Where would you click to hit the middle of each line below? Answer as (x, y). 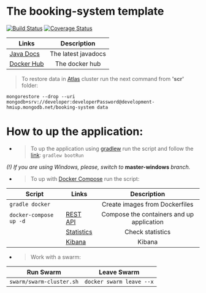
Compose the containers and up (148, 214)
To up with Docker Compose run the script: (85, 178)
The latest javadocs (78, 53)
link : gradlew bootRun (57, 155)
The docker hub (78, 64)
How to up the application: (75, 131)
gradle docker (30, 204)
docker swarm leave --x (120, 281)
